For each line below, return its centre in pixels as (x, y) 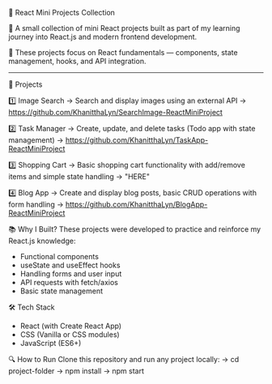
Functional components (59, 256)
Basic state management (62, 291)
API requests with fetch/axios (69, 282)
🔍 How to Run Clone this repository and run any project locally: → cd (124, 359)
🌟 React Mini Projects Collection (62, 13)
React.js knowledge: (42, 241)
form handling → (36, 204)
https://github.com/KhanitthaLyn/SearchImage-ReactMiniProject (115, 112)
